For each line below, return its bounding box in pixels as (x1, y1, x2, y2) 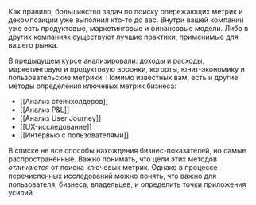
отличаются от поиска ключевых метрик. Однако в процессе (8, 163, 218, 172)
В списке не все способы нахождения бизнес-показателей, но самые (8, 146, 246, 155)
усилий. (8, 188, 35, 197)
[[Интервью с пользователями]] (19, 130, 130, 140)
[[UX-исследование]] (19, 122, 92, 131)
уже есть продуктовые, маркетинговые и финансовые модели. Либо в (8, 24, 249, 33)
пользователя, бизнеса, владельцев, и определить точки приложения (8, 180, 246, 189)
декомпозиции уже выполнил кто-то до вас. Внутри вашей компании (8, 15, 244, 25)
